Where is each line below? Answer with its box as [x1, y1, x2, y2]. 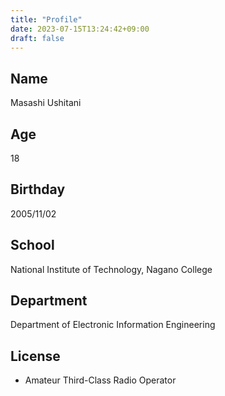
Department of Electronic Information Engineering [10, 319, 216, 331]
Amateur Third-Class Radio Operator [24, 374, 177, 386]
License [10, 347, 61, 365]
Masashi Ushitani [10, 97, 82, 109]
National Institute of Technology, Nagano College [10, 263, 213, 275]
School [10, 237, 55, 254]
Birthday [10, 181, 66, 198]
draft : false [10, 33, 65, 43]
